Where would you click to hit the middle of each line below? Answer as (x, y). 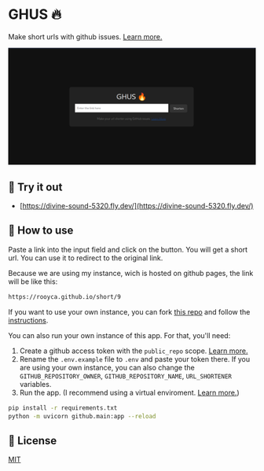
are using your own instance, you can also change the (107, 367)
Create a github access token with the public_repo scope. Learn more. (134, 351)
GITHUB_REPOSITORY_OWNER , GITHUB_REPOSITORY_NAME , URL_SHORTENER (125, 376)
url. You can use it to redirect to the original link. (86, 258)
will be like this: (33, 281)
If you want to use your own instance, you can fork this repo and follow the (129, 311)
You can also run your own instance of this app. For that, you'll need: (119, 335)
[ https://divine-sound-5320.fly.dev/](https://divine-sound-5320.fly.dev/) (136, 205)
